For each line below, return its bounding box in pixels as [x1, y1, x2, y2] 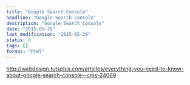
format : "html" [6, 49, 45, 55]
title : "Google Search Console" [6, 8, 88, 15]
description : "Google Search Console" [6, 20, 104, 26]
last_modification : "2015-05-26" [6, 32, 91, 38]
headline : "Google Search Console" [6, 15, 97, 21]
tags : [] [6, 43, 29, 49]
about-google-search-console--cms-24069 [6, 71, 117, 79]
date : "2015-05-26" [6, 25, 56, 32]
